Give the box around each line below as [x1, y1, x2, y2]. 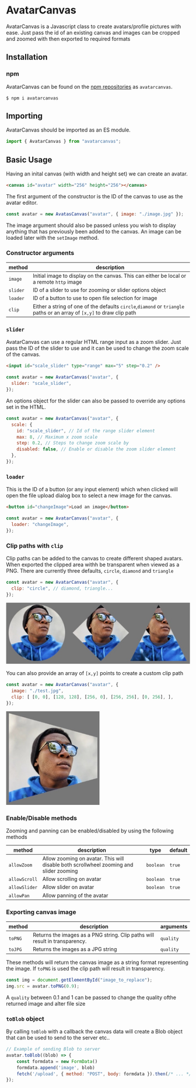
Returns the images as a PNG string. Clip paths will [33, 931, 155, 939]
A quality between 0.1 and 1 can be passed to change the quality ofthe [6, 994, 177, 1001]
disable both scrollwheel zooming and [42, 861, 134, 868]
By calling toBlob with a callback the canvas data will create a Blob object [6, 1028, 183, 1035]
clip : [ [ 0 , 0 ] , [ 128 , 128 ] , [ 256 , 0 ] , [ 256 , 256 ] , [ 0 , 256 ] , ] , [11, 694, 174, 700]
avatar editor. [6, 199, 38, 206]
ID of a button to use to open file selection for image [33, 295, 157, 302]
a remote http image [33, 278, 82, 285]
